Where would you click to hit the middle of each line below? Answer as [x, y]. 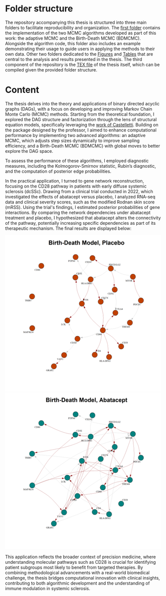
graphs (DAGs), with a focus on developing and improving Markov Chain [79, 109]
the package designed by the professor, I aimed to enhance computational [81, 130]
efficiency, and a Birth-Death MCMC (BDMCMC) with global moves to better [83, 146]
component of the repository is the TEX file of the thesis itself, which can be [83, 65]
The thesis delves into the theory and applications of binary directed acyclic [82, 103]
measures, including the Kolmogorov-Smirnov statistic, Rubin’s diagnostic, [81, 166]
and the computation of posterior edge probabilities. [58, 171]
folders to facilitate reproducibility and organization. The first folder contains [83, 27]
